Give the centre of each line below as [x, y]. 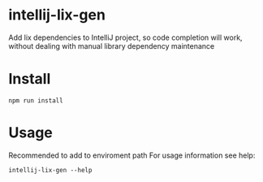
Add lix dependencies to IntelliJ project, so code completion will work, [125, 37]
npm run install [36, 100]
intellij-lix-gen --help [50, 170]
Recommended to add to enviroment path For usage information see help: [132, 155]
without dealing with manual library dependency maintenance [112, 45]
